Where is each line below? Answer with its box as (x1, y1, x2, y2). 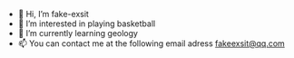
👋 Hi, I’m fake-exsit (17, 9, 89, 19)
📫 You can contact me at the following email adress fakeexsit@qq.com (17, 38, 286, 49)
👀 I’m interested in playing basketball (17, 18, 156, 29)
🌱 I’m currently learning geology (17, 28, 139, 38)
